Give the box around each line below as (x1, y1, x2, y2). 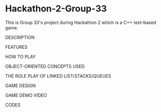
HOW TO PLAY (5, 53, 36, 60)
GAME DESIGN (5, 83, 36, 89)
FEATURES (5, 44, 28, 50)
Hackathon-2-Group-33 (5, 3, 107, 14)
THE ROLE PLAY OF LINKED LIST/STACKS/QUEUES (5, 73, 111, 79)
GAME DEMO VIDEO (5, 92, 47, 98)
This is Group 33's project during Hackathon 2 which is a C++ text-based (5, 19, 156, 25)
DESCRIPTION (5, 34, 35, 40)
